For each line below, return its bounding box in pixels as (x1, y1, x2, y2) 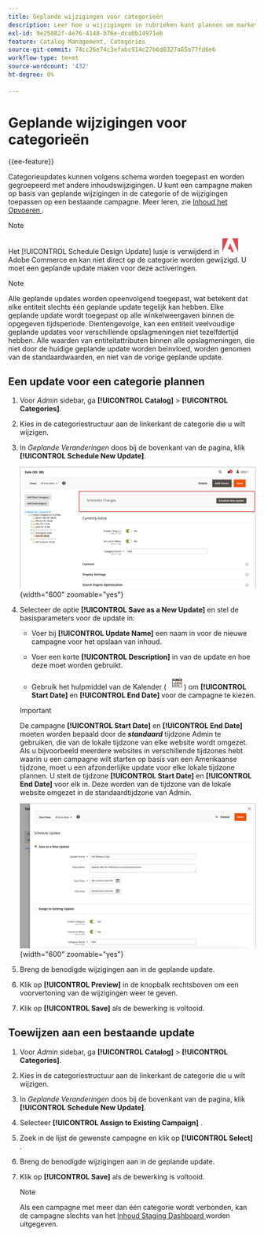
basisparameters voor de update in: (19, 613, 135, 623)
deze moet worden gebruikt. (31, 660, 123, 670)
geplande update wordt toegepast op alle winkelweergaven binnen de (8, 311, 234, 320)
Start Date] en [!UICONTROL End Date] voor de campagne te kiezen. (31, 690, 256, 700)
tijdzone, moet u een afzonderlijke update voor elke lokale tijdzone (19, 763, 235, 772)
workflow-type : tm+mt (8, 54, 79, 62)
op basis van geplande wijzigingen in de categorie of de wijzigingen (8, 189, 229, 198)
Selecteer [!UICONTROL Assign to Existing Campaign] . (19, 1117, 203, 1127)
